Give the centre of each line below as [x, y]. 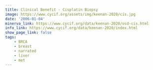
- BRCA [21, 42]
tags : [11, 37]
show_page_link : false [28, 33]
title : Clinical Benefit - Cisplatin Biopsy [52, 10]
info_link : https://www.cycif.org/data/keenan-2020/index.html [72, 28]
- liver [22, 55]
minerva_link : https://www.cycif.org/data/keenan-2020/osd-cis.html [77, 23]
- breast [23, 46]
